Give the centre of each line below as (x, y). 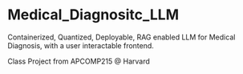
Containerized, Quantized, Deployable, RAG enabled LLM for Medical (121, 37)
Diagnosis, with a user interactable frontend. (81, 45)
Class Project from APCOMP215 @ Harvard (79, 61)
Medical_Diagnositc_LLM (93, 15)
